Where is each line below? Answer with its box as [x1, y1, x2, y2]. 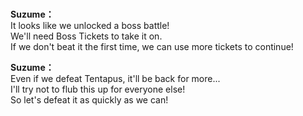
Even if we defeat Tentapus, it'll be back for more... [10, 73, 221, 85]
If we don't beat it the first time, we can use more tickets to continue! [10, 41, 294, 53]
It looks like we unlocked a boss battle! [10, 20, 170, 32]
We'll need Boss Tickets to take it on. [10, 30, 163, 42]
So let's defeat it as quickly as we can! [10, 94, 169, 106]
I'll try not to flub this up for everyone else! [10, 83, 186, 96]
